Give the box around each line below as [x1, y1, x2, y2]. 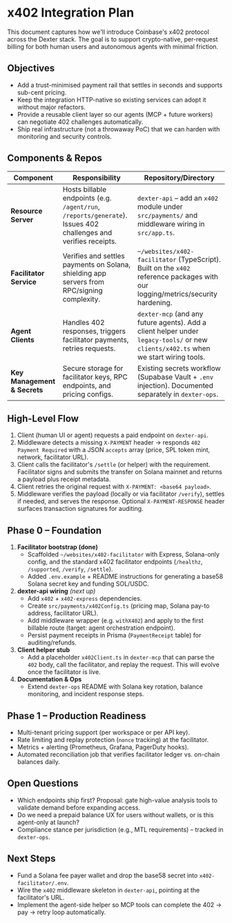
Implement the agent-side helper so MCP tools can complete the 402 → [17, 900, 222, 908]
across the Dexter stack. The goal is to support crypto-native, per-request [7, 35, 218, 43]
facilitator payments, [62, 335, 129, 344]
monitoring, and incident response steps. [27, 690, 144, 698]
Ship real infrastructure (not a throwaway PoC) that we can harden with [17, 124, 220, 133]
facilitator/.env [17, 879, 68, 886]
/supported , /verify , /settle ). [27, 565, 113, 573]
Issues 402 [62, 219, 99, 229]
